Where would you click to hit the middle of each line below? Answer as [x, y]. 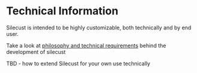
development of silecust [36, 51]
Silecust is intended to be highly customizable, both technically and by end [99, 28]
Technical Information [62, 11]
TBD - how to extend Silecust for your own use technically [78, 63]
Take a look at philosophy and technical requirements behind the [86, 45]
